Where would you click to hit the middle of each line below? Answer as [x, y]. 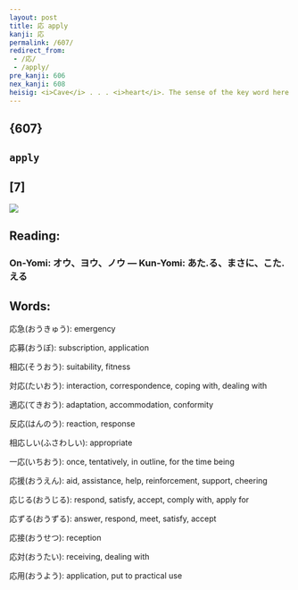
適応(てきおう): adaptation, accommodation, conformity [112, 405]
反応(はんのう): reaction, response [72, 424]
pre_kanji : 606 [37, 76]
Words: [30, 306]
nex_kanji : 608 [37, 84]
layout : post [33, 17]
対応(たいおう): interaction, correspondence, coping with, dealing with [138, 386]
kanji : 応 [27, 34]
